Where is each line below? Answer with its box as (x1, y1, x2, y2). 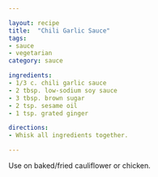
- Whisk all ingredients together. (8, 132, 129, 140)
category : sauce (8, 57, 63, 65)
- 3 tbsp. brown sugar (8, 94, 85, 102)
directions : (8, 123, 49, 132)
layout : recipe (8, 19, 60, 27)
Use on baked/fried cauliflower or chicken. (8, 161, 152, 171)
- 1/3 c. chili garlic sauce (8, 79, 107, 87)
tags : (8, 34, 27, 42)
